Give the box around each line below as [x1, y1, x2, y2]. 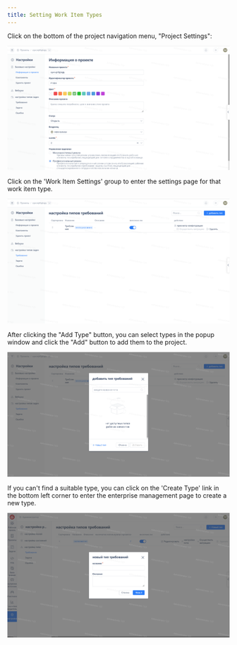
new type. [7, 498, 37, 507]
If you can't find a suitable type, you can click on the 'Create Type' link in [7, 484, 219, 492]
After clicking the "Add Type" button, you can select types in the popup [7, 331, 215, 339]
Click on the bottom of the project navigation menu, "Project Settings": [7, 32, 212, 40]
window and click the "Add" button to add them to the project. [7, 338, 188, 347]
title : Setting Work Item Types [7, 11, 102, 18]
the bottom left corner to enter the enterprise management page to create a [7, 491, 227, 500]
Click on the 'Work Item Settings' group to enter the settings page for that [7, 177, 221, 186]
